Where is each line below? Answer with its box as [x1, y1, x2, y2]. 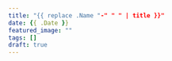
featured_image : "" [8, 26, 73, 34]
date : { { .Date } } [8, 19, 69, 27]
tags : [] [8, 33, 37, 42]
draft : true [8, 41, 48, 49]
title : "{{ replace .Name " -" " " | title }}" [8, 11, 165, 20]
